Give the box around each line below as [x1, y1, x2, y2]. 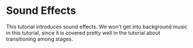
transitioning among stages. [6, 35, 73, 42]
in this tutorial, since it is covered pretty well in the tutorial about [6, 29, 161, 36]
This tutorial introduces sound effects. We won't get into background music [6, 23, 188, 30]
